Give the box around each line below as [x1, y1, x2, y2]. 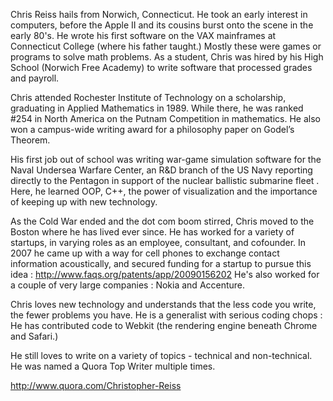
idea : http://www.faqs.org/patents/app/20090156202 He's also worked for [10, 269, 320, 280]
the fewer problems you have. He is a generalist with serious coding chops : [10, 309, 323, 321]
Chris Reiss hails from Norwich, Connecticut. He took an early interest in [10, 9, 308, 20]
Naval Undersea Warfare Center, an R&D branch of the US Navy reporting [10, 164, 313, 176]
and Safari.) [10, 330, 59, 342]
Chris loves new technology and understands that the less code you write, [10, 299, 317, 310]
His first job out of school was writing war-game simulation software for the [10, 154, 322, 165]
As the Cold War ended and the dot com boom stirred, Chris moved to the [10, 215, 315, 227]
